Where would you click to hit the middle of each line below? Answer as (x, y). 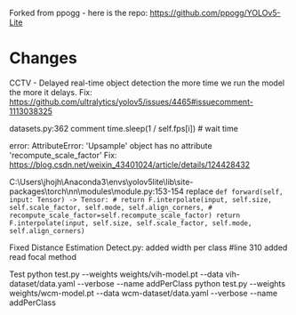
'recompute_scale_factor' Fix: (63, 155)
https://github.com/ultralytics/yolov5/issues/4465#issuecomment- (131, 101)
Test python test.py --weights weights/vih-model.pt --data (116, 274)
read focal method (43, 256)
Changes (43, 58)
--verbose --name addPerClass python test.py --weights (181, 283)
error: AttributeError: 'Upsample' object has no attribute (111, 145)
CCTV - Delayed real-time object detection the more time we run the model (147, 83)
